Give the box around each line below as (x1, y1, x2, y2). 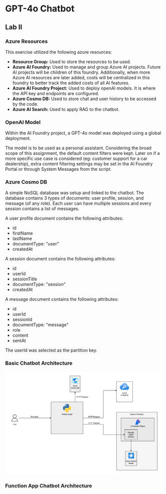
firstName (12, 230, 33, 237)
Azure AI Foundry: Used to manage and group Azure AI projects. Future (12, 64, 161, 70)
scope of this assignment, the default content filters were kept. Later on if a (5, 150, 160, 156)
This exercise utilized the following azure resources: (5, 49, 112, 55)
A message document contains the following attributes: (5, 296, 119, 302)
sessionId (12, 317, 32, 323)
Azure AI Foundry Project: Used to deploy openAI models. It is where (12, 85, 156, 91)
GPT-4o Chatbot (5, 3, 75, 14)
